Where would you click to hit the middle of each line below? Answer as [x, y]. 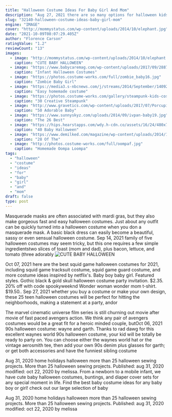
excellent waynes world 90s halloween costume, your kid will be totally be [83, 334]
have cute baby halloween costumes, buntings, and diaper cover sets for [82, 377]
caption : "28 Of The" [37, 139]
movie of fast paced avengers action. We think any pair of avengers [77, 318]
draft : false [19, 196]
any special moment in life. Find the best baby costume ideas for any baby [84, 382]
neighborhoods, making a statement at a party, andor [61, 302]
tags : [11, 154]
